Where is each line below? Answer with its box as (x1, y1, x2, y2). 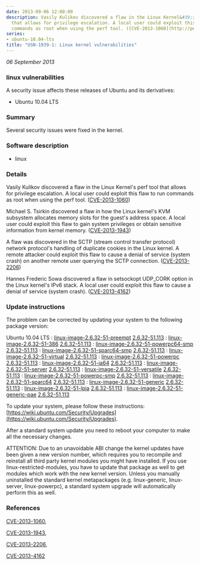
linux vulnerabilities (6, 73, 64, 81)
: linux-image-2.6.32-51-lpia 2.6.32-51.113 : (21, 385, 126, 392)
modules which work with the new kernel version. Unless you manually (6, 470, 180, 477)
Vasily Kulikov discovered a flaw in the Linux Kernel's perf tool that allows (6, 184, 186, 191)
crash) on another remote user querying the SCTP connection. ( (6, 257, 163, 265)
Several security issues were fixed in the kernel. (6, 126, 124, 134)
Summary (6, 113, 36, 122)
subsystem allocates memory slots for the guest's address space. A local (6, 214, 186, 221)
